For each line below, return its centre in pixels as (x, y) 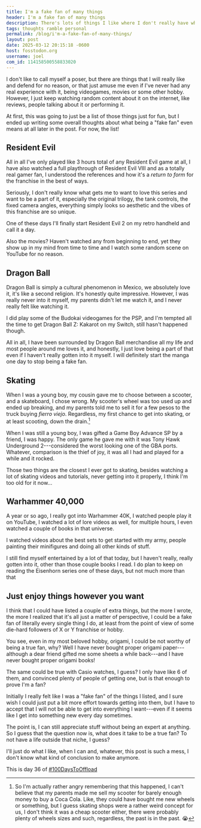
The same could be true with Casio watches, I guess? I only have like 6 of (97, 672)
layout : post (22, 40)
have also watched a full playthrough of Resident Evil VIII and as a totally (95, 168)
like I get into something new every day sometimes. (69, 715)
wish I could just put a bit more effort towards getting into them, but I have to (100, 703)
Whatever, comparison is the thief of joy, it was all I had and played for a (95, 452)
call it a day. (21, 230)
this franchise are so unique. (41, 212)
